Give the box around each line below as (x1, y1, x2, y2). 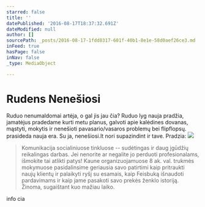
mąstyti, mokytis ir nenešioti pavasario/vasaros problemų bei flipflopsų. (6, 125, 187, 132)
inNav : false (6, 55, 40, 61)
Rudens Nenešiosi (6, 92, 101, 106)
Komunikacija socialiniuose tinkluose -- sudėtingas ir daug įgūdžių (21, 145, 188, 152)
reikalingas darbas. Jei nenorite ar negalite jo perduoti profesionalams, (21, 151, 199, 158)
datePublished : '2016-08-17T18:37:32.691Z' (6, 20, 119, 26)
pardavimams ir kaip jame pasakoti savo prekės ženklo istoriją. (21, 177, 179, 184)
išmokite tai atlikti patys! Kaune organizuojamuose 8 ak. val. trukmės (21, 157, 195, 165)
